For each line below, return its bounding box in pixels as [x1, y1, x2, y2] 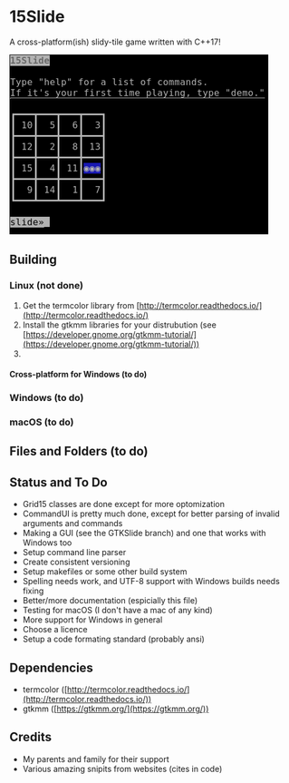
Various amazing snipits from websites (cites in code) [22, 763, 223, 774]
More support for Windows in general [22, 614, 163, 625]
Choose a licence [22, 624, 88, 635]
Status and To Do [9, 475, 108, 490]
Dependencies [9, 660, 93, 675]
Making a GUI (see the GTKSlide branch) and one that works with [22, 528, 266, 539]
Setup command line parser [22, 547, 127, 558]
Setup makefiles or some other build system [22, 566, 188, 577]
